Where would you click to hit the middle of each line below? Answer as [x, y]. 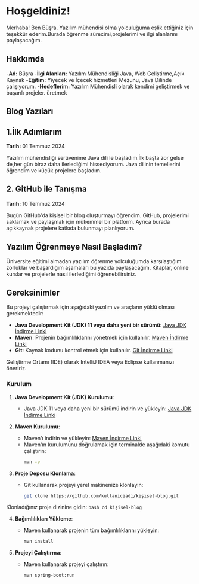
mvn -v [32, 462]
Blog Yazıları [30, 112]
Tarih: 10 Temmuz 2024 [36, 203]
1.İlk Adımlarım [34, 132]
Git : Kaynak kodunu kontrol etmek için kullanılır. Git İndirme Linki [94, 351]
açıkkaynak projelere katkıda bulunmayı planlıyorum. [71, 228]
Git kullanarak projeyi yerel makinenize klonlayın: [83, 485]
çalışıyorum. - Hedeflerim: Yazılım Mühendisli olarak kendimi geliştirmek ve [98, 86]
